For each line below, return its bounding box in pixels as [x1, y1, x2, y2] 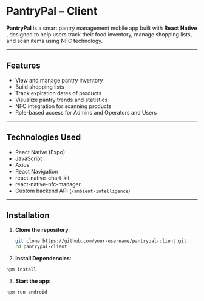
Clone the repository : [15, 226, 70, 234]
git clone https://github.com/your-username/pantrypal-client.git [15, 238, 187, 244]
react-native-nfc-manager [15, 180, 81, 188]
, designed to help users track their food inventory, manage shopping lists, [6, 30, 192, 38]
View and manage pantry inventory [15, 76, 103, 84]
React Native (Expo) [15, 148, 66, 155]
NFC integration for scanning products [15, 102, 112, 110]
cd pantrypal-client [15, 244, 67, 250]
